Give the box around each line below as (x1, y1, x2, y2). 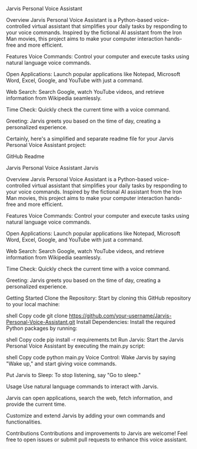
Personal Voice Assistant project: (6, 142, 86, 148)
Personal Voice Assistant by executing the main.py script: (6, 342, 145, 349)
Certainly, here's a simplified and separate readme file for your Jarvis (6, 135, 174, 142)
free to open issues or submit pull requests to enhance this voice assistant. (6, 436, 188, 443)
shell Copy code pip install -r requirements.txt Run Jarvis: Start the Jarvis (6, 336, 184, 343)
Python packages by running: (6, 325, 78, 332)
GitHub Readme (6, 153, 45, 160)
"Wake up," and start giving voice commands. (6, 360, 117, 367)
